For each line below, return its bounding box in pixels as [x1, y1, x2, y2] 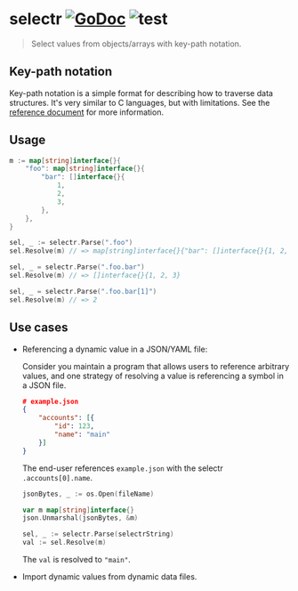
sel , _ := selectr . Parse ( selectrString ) [21, 530, 174, 538]
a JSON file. [21, 379, 67, 391]
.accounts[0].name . [21, 472, 93, 482]
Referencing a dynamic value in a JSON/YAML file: [21, 344, 208, 354]
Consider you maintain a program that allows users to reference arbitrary [21, 360, 290, 371]
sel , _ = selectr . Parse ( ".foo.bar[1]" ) [9, 287, 157, 295]
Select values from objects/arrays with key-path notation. [30, 38, 242, 49]
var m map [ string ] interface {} [21, 506, 135, 514]
